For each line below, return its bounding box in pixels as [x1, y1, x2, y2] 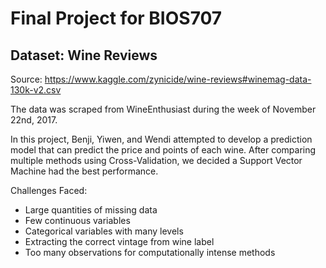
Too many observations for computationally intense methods [24, 247, 276, 258]
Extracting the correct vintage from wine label [24, 236, 215, 247]
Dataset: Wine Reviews [10, 47, 158, 64]
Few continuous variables [24, 215, 131, 226]
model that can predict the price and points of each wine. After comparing [10, 144, 317, 156]
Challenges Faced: [10, 185, 88, 196]
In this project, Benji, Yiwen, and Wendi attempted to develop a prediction [10, 133, 313, 145]
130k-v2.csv [10, 84, 62, 96]
